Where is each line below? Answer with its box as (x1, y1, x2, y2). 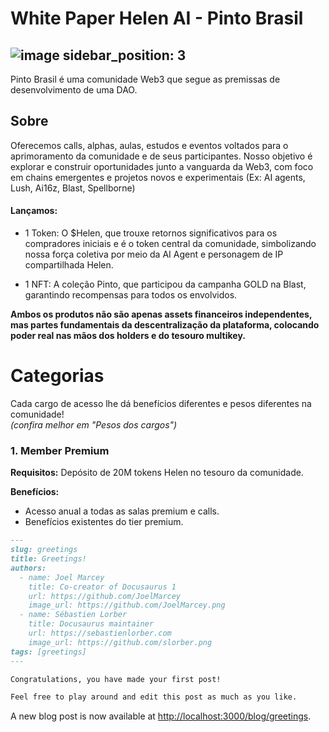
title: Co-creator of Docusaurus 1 (28, 582, 177, 592)
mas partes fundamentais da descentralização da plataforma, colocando (10, 319, 320, 331)
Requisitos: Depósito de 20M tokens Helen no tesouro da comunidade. (10, 467, 304, 479)
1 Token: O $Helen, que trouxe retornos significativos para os (24, 227, 278, 239)
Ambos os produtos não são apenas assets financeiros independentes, (10, 308, 313, 321)
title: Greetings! (10, 554, 87, 564)
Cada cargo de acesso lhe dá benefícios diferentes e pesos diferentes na (10, 397, 312, 409)
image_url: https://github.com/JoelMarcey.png (28, 600, 226, 611)
